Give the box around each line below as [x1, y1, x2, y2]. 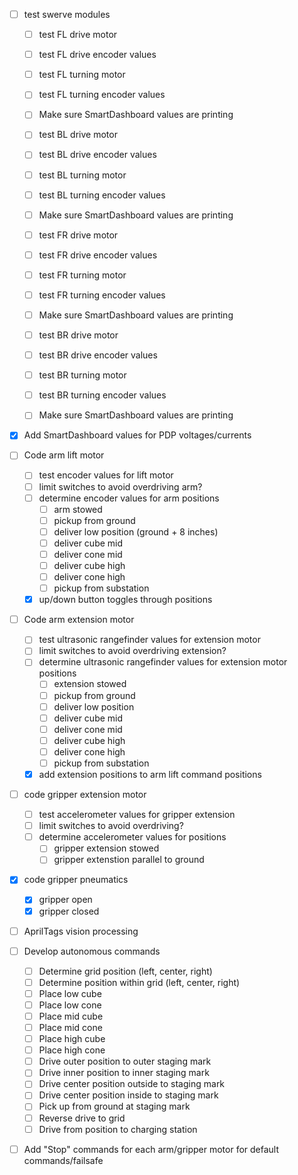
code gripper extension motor [23, 789, 147, 800]
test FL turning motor [38, 69, 126, 81]
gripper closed [38, 905, 100, 917]
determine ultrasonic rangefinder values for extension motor [38, 656, 288, 668]
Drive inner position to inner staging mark [38, 1067, 210, 1079]
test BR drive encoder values [38, 349, 158, 361]
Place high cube [38, 1033, 106, 1045]
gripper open [38, 894, 93, 906]
